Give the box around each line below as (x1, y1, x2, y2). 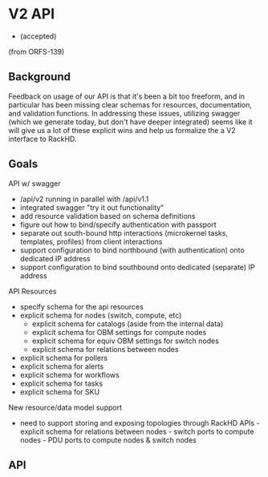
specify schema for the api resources (19, 301, 144, 311)
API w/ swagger (8, 178, 62, 188)
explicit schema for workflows (19, 370, 120, 379)
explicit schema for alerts (19, 362, 104, 371)
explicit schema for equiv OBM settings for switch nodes (31, 336, 219, 346)
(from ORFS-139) (8, 46, 65, 56)
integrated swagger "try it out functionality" (19, 202, 164, 212)
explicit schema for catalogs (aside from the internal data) (31, 318, 224, 329)
